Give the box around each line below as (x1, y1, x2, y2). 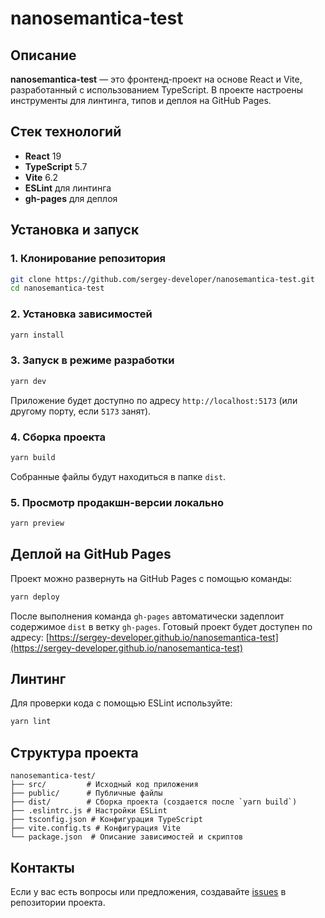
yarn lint (10, 717, 52, 727)
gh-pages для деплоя (24, 192, 118, 204)
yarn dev (10, 376, 47, 386)
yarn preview (10, 518, 65, 529)
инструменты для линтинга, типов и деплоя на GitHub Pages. (10, 95, 272, 106)
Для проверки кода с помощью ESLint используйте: (10, 697, 233, 709)
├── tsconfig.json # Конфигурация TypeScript (10, 815, 203, 825)
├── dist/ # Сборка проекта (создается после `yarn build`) (10, 797, 298, 807)
